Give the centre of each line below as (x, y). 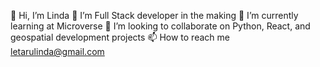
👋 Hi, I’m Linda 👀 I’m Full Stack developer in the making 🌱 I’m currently (154, 15)
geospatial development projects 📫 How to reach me (120, 37)
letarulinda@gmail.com (57, 51)
